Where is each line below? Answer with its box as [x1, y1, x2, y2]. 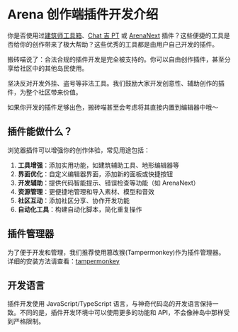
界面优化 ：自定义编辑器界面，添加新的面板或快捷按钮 [17, 169, 174, 178]
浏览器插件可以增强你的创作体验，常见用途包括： [7, 146, 150, 154]
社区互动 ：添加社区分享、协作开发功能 [17, 196, 130, 205]
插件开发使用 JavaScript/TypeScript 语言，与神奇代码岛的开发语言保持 [7, 299, 212, 308]
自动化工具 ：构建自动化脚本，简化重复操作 [17, 205, 142, 213]
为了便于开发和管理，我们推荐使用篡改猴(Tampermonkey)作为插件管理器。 [7, 248, 225, 256]
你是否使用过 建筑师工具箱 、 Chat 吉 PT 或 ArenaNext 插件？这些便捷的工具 [7, 31, 225, 40]
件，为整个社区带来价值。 [7, 88, 82, 96]
